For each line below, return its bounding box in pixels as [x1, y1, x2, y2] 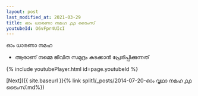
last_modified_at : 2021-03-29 [6, 14, 81, 20]
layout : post [6, 8, 39, 15]
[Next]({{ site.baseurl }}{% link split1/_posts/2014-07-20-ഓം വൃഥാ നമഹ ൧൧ [6, 77, 192, 84]
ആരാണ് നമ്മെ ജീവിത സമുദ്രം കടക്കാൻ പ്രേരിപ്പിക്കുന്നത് [14, 54, 150, 61]
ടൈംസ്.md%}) [6, 84, 45, 91]
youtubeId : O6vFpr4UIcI [6, 25, 65, 32]
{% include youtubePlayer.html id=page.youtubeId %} [6, 66, 139, 73]
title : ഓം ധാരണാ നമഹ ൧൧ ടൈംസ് [6, 20, 95, 26]
